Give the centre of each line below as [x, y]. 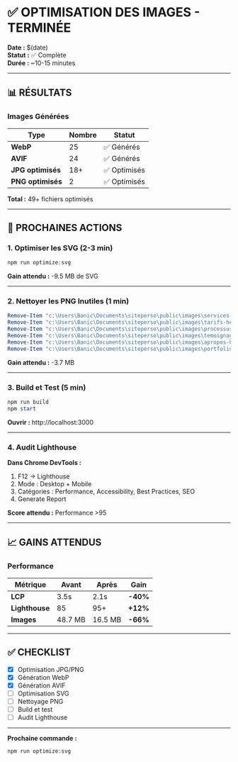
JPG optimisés [36, 169]
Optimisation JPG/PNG [51, 669]
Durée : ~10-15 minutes [41, 63]
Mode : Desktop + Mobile [55, 484]
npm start [22, 408]
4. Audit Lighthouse [42, 447]
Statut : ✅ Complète [37, 55]
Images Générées [38, 116]
